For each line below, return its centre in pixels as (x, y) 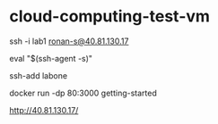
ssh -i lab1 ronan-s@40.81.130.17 (69, 41)
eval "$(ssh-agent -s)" (51, 58)
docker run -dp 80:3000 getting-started (83, 93)
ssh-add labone (39, 75)
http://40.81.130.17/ (44, 110)
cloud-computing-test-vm (110, 17)
